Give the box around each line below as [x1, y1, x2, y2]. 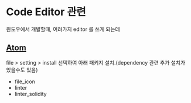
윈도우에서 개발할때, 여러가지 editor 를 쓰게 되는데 [6, 26, 120, 33]
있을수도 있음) [6, 66, 38, 73]
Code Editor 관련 [6, 5, 86, 19]
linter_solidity [14, 90, 47, 97]
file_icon [14, 78, 35, 85]
